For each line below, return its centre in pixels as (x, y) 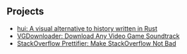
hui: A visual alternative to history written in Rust (87, 28)
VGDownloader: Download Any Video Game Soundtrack (98, 36)
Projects (25, 12)
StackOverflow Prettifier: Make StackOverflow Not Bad (96, 43)
